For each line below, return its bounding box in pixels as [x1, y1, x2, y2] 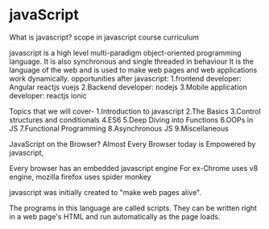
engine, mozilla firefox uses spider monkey [9, 172, 151, 181]
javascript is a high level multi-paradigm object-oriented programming [9, 48, 242, 57]
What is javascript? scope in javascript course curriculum [9, 32, 200, 42]
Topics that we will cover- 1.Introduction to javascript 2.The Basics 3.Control [9, 106, 261, 116]
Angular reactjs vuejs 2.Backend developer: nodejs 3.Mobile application [9, 82, 248, 92]
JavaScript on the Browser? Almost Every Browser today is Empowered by [9, 139, 256, 148]
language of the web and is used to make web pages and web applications [9, 65, 258, 74]
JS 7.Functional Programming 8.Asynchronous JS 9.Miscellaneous [9, 123, 229, 133]
